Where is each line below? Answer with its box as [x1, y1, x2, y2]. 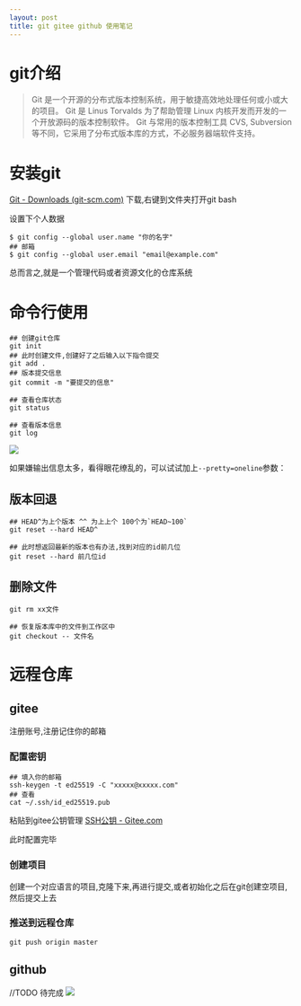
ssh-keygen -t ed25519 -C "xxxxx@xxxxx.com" [9, 781, 179, 790]
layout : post [9, 13, 58, 22]
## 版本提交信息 [9, 369, 62, 378]
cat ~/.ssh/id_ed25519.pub [9, 799, 111, 807]
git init [9, 342, 42, 351]
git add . [9, 359, 47, 368]
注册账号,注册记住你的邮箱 [9, 725, 107, 737]
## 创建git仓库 [9, 334, 61, 343]
